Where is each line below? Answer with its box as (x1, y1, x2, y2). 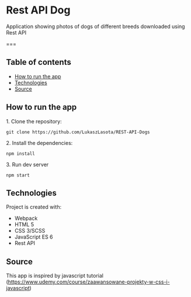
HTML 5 (14, 221, 34, 228)
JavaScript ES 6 (14, 233, 53, 240)
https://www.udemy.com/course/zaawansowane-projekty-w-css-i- (8, 278, 171, 285)
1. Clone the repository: (6, 118, 62, 125)
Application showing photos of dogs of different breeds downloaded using (6, 23, 185, 30)
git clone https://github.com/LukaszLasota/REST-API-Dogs (6, 129, 150, 135)
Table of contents (6, 57, 71, 67)
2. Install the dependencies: (6, 139, 73, 146)
